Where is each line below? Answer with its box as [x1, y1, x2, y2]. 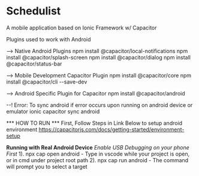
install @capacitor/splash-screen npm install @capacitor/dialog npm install [6, 53, 191, 61]
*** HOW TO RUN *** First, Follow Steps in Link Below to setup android [6, 119, 183, 127]
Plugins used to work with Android [6, 35, 91, 43]
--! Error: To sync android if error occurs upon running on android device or [6, 101, 193, 109]
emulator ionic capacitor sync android [6, 108, 100, 115]
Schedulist [6, 4, 61, 18]
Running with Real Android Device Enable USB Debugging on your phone [6, 144, 190, 151]
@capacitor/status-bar [6, 60, 62, 67]
